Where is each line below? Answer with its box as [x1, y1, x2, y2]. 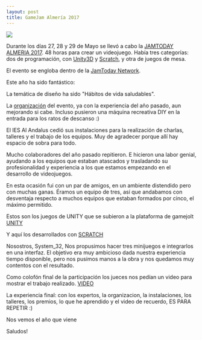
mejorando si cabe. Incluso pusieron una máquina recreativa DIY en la [6, 108, 180, 115]
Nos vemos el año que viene [6, 316, 77, 323]
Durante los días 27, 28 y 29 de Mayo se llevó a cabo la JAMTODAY [6, 42, 174, 49]
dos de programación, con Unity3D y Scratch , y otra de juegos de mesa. [6, 55, 186, 62]
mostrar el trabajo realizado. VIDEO [6, 280, 94, 287]
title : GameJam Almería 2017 [6, 14, 80, 20]
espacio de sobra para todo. [6, 139, 77, 146]
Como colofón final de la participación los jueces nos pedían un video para [6, 273, 192, 280]
